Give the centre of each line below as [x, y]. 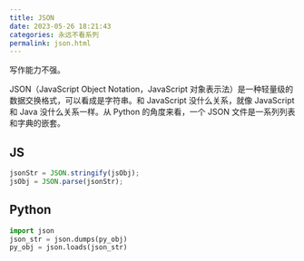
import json [32, 231]
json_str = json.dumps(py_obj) [69, 239]
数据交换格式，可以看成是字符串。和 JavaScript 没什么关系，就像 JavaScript [152, 101]
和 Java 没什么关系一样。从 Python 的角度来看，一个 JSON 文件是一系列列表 [152, 112]
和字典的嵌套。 [37, 123]
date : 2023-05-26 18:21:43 [60, 26]
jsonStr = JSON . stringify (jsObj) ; [75, 173]
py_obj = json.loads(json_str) [69, 247]
